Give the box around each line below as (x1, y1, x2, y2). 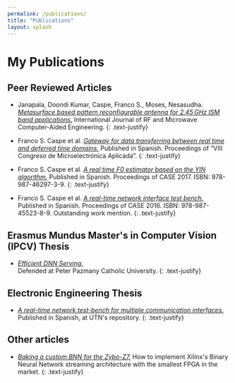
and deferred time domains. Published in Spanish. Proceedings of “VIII (17, 144, 223, 152)
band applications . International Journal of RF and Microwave (17, 116, 198, 124)
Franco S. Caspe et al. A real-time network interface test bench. (17, 194, 204, 202)
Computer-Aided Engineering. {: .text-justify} (17, 123, 149, 131)
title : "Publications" (7, 17, 74, 24)
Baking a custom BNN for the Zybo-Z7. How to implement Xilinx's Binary (17, 352, 229, 360)
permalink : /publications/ (7, 10, 87, 18)
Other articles (7, 334, 69, 346)
